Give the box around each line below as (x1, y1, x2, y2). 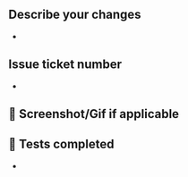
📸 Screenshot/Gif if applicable (8, 106, 180, 122)
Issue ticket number (8, 57, 123, 72)
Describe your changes (8, 7, 141, 22)
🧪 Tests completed (8, 137, 115, 152)
